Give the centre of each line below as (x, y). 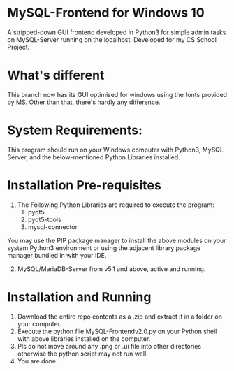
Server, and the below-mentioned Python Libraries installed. (94, 157)
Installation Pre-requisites (85, 185)
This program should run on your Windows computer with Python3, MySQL (115, 150)
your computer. (39, 323)
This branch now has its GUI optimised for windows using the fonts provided (117, 94)
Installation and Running (79, 297)
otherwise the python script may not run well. (82, 354)
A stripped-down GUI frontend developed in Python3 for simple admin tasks (117, 32)
